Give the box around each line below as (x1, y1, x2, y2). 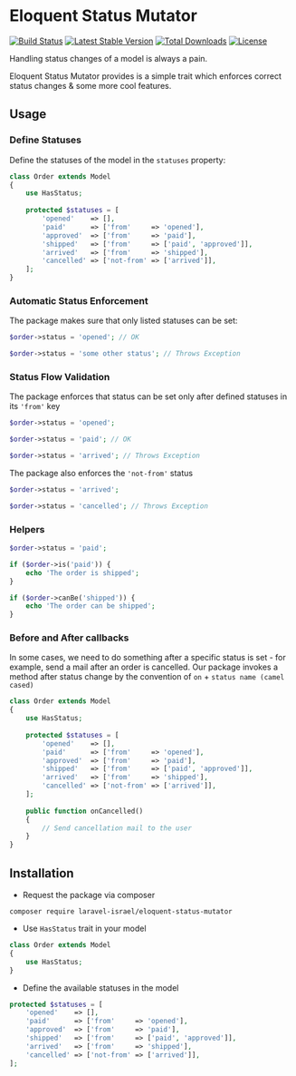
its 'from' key (9, 401, 61, 412)
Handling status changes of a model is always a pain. (9, 53, 208, 64)
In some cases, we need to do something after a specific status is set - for (9, 652, 287, 663)
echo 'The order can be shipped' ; (25, 602, 156, 611)
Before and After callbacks (9, 631, 129, 644)
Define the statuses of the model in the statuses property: (9, 154, 226, 165)
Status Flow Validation (9, 370, 110, 383)
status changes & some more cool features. (9, 80, 172, 91)
